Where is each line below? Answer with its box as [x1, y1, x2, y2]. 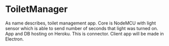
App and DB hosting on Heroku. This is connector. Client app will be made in [5, 30, 164, 36]
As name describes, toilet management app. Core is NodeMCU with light [5, 20, 156, 26]
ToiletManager [5, 3, 68, 15]
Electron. [5, 36, 24, 42]
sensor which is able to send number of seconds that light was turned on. [5, 25, 158, 31]
